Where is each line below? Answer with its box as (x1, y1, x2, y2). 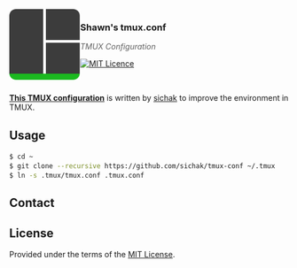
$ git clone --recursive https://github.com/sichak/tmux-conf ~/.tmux (9, 161, 276, 171)
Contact (9, 195, 55, 211)
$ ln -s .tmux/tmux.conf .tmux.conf (9, 171, 145, 180)
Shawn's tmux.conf (80, 21, 167, 34)
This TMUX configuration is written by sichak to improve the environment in (9, 93, 289, 103)
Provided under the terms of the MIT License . (9, 249, 176, 259)
